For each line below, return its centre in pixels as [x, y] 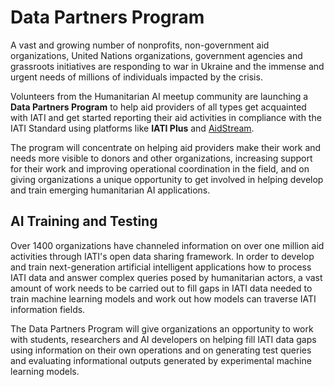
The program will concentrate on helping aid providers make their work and [166, 147]
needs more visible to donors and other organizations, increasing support [161, 158]
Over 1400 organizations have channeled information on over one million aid [167, 245]
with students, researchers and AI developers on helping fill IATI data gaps [163, 339]
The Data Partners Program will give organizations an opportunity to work [162, 328]
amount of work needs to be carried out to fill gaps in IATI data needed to [161, 288]
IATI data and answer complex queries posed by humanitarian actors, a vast [166, 277]
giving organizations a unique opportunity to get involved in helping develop [167, 179]
